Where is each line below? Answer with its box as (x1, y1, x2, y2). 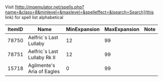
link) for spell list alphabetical (5, 15, 64, 20)
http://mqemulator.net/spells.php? (16, 4, 84, 10)
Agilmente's (28, 62, 55, 68)
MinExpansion (65, 26, 100, 32)
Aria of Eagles (28, 68, 60, 75)
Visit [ (5, 4, 17, 10)
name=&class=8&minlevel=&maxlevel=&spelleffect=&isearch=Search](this (5, 9, 154, 15)
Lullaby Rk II (28, 54, 56, 61)
